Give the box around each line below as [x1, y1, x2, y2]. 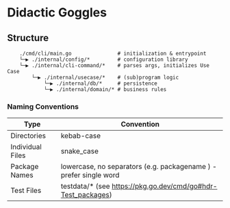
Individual [10, 142, 42, 152]
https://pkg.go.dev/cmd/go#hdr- [112, 181, 218, 191]
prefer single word [60, 170, 120, 180]
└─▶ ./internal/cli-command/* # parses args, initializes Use [19, 62, 210, 69]
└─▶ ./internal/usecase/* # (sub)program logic [31, 74, 179, 81]
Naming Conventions [7, 101, 79, 111]
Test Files [10, 186, 42, 196]
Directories [10, 131, 47, 141]
